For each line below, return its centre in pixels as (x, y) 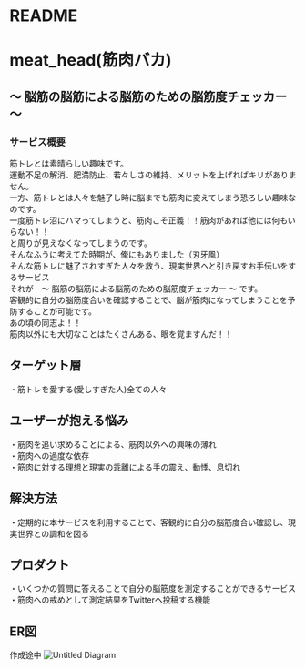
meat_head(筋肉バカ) (91, 61)
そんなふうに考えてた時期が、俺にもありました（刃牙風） (117, 255)
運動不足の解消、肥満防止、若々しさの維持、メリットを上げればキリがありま (153, 175)
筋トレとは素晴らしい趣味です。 (69, 164)
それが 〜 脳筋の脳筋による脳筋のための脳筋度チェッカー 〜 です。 (136, 289)
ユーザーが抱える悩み (69, 421)
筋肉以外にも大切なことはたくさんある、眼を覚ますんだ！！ (121, 334)
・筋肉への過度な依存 (49, 455)
